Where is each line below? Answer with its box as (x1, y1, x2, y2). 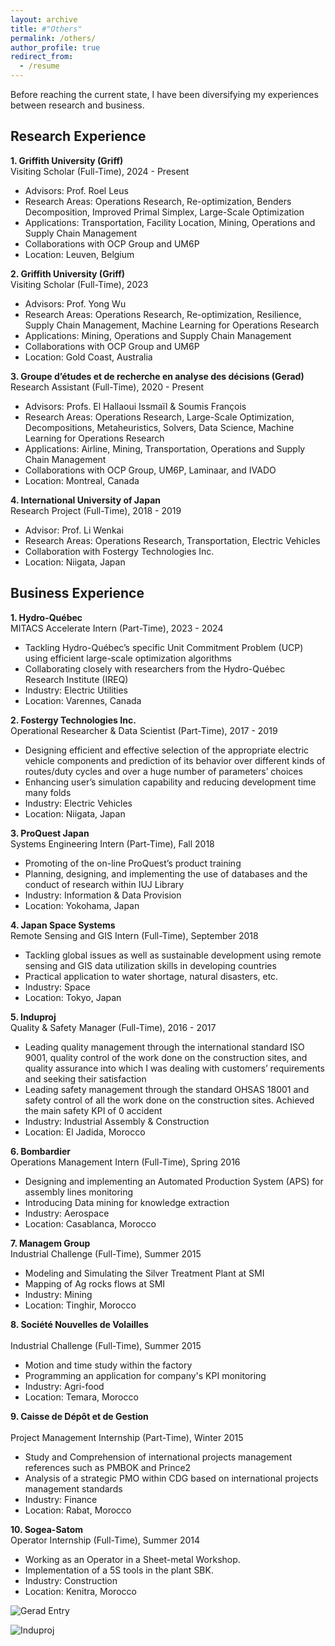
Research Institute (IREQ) (24, 673, 129, 685)
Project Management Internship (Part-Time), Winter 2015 (10, 1431, 244, 1443)
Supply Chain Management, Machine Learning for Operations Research (24, 319, 320, 331)
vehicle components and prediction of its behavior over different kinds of (24, 754, 326, 766)
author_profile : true (10, 42, 101, 53)
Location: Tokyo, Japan (24, 991, 122, 1003)
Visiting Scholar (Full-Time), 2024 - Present (10, 165, 190, 177)
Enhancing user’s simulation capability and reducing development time (24, 776, 317, 788)
